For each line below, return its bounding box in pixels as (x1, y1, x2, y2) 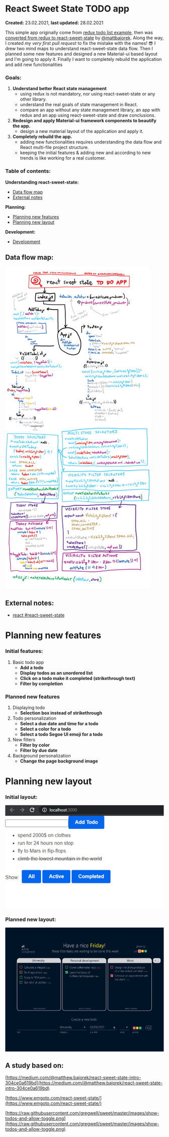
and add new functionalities (5, 61, 63, 67)
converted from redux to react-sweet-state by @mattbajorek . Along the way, (5, 35, 164, 41)
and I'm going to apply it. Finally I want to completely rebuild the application (5, 56, 162, 62)
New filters (12, 736, 36, 742)
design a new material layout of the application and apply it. (20, 128, 144, 134)
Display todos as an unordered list (20, 670, 93, 676)
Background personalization (12, 752, 71, 759)
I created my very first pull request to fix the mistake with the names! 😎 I (5, 40, 156, 46)
